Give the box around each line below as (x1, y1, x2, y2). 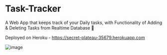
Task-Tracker (5, 3, 61, 14)
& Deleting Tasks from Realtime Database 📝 (5, 24, 95, 30)
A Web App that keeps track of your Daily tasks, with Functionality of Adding (5, 19, 163, 25)
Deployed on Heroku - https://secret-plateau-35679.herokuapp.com (5, 34, 146, 40)
